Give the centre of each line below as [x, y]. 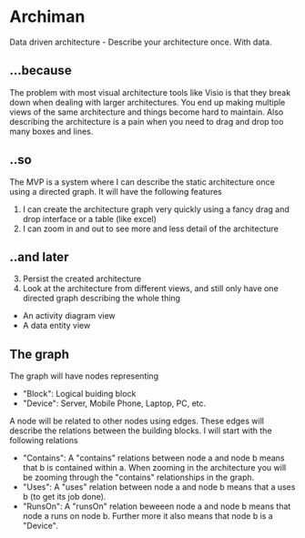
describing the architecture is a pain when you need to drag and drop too [147, 121]
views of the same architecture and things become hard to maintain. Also [147, 112]
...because [41, 71]
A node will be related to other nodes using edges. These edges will [137, 421]
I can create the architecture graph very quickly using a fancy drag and [156, 209]
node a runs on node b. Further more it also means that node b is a [147, 516]
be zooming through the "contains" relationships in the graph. [138, 477]
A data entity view [56, 326]
